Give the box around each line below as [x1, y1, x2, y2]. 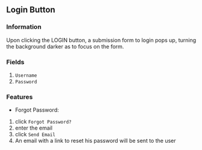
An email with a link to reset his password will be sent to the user [14, 137, 176, 145]
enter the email [14, 124, 53, 131]
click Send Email [14, 131, 55, 138]
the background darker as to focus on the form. [6, 43, 124, 50]
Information [6, 23, 42, 31]
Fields [6, 58, 25, 66]
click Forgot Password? [14, 118, 72, 125]
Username [14, 72, 37, 79]
